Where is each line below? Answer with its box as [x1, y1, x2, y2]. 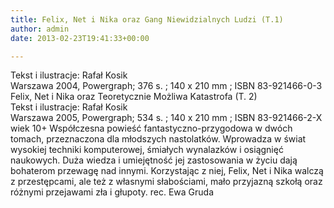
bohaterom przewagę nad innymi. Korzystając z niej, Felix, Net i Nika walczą [10, 165, 324, 177]
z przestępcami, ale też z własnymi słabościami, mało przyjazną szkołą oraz [10, 176, 323, 188]
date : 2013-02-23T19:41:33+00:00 [10, 33, 150, 43]
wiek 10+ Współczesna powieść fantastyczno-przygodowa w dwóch [10, 122, 293, 135]
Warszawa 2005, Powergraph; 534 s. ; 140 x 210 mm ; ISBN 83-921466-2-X [10, 112, 323, 124]
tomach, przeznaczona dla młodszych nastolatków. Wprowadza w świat [10, 133, 307, 145]
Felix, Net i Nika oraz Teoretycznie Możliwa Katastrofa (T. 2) [10, 91, 258, 103]
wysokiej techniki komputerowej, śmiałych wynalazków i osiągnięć [10, 144, 284, 156]
